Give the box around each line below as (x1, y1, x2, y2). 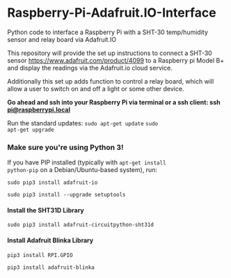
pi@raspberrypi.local (7, 105, 71, 114)
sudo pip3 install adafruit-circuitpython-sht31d (7, 222, 154, 229)
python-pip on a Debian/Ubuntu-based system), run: (7, 166, 158, 174)
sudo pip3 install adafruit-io (7, 179, 98, 186)
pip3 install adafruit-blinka (7, 263, 95, 271)
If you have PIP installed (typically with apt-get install (7, 158, 166, 167)
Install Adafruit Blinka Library (7, 236, 94, 245)
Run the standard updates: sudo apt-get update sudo (7, 118, 159, 127)
